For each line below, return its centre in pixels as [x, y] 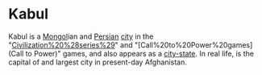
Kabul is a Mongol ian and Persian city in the [81, 36]
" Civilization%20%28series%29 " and [71, 44]
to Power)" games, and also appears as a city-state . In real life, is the [139, 53]
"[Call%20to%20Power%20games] [193, 44]
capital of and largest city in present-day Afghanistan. [98, 62]
